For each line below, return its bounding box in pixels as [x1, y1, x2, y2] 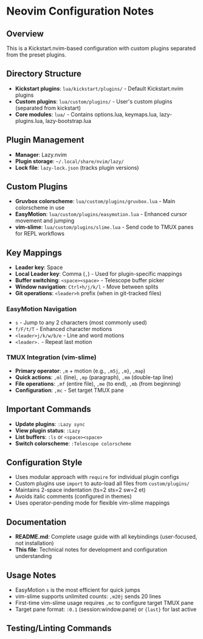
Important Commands [6, 404, 91, 414]
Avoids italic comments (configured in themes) [15, 493, 132, 500]
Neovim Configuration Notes [6, 4, 154, 18]
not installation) [15, 540, 54, 547]
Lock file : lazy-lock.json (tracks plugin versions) [15, 164, 139, 171]
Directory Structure [6, 69, 82, 79]
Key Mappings [6, 248, 63, 258]
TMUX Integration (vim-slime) [6, 353, 97, 361]
